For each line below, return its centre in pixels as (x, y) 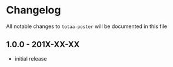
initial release (31, 58)
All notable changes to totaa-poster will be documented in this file (87, 26)
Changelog (34, 10)
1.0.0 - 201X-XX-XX (43, 45)
